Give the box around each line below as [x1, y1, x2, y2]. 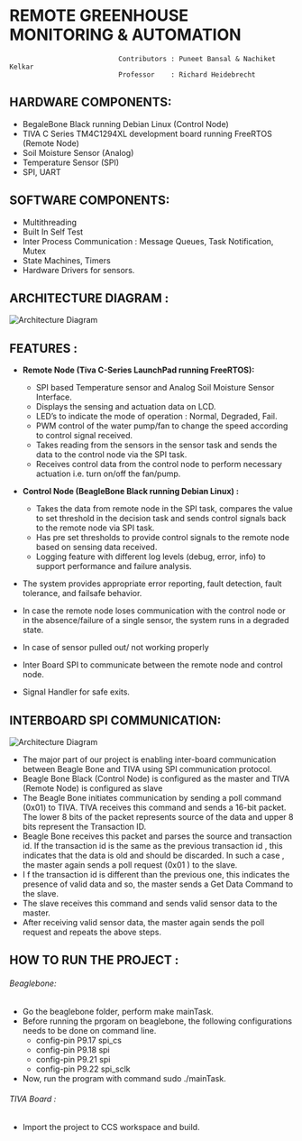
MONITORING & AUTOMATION [9, 24, 242, 45]
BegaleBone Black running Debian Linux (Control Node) [22, 118, 230, 129]
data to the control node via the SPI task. [35, 449, 188, 460]
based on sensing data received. [35, 542, 158, 553]
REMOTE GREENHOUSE [9, 5, 189, 26]
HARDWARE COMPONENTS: [9, 95, 172, 110]
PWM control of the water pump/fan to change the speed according [35, 420, 288, 431]
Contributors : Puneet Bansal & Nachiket [118, 54, 277, 63]
